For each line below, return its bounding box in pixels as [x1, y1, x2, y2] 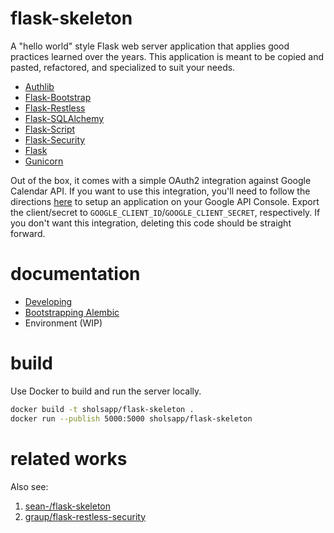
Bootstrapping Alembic [24, 306, 120, 318]
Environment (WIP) [24, 317, 103, 329]
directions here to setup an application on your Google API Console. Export [10, 195, 320, 207]
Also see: [10, 480, 49, 492]
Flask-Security [24, 133, 86, 146]
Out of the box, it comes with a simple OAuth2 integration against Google [10, 174, 312, 186]
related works [10, 447, 128, 470]
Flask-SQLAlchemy [24, 112, 105, 124]
